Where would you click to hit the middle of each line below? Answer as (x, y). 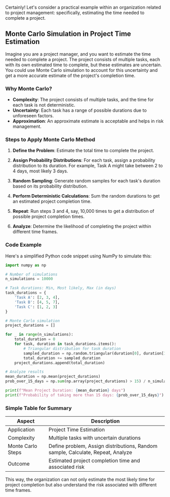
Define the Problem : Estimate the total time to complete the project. (83, 151)
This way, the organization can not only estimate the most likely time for (80, 479)
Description (105, 421)
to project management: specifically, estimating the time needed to (75, 13)
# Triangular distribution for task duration (72, 348)
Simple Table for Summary (38, 408)
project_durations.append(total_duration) (60, 363)
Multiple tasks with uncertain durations (95, 438)
